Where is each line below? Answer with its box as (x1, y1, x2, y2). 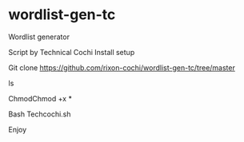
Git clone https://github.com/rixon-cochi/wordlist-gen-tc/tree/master (8, 62, 236, 73)
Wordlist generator (8, 32, 70, 41)
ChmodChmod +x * (8, 93, 72, 103)
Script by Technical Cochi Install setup (8, 47, 135, 57)
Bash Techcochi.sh (8, 109, 71, 119)
